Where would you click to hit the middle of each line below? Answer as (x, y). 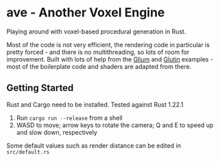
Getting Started (40, 88)
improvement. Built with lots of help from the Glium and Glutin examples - (110, 59)
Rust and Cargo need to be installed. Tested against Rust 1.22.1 (95, 105)
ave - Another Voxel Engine (86, 13)
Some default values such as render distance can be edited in (94, 146)
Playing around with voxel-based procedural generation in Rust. (96, 31)
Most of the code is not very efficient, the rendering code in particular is (108, 44)
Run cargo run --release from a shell (69, 118)
